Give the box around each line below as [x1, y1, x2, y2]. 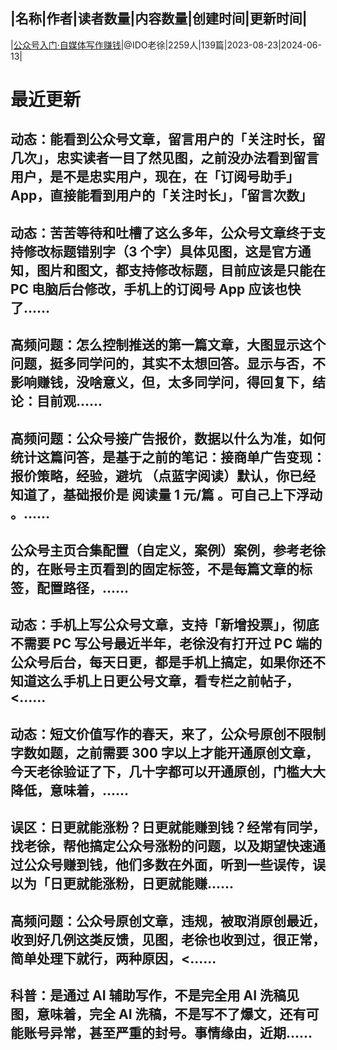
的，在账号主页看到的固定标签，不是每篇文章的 [10, 560, 300, 578]
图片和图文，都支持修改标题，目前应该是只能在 [36, 262, 326, 279]
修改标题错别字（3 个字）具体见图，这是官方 [23, 243, 298, 260]
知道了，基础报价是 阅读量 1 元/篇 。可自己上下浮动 [10, 486, 323, 503]
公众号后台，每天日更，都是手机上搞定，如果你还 [10, 654, 313, 671]
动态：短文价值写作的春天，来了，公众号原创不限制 [10, 725, 326, 743]
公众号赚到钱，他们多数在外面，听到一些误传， [23, 857, 313, 874]
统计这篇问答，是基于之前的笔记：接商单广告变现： [10, 449, 326, 466]
